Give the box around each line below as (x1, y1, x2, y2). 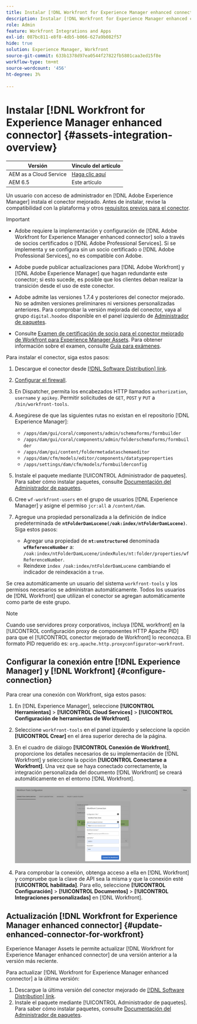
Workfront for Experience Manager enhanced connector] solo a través (14, 233, 185, 240)
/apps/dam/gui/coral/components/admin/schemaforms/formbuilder (23, 430, 182, 436)
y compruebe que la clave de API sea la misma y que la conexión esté (14, 875, 184, 882)
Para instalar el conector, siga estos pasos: (6, 353, 110, 361)
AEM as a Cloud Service (8, 170, 67, 177)
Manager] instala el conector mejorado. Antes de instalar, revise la (6, 198, 166, 205)
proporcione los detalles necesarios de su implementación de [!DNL (14, 750, 179, 757)
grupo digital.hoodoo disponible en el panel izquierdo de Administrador (14, 312, 189, 319)
